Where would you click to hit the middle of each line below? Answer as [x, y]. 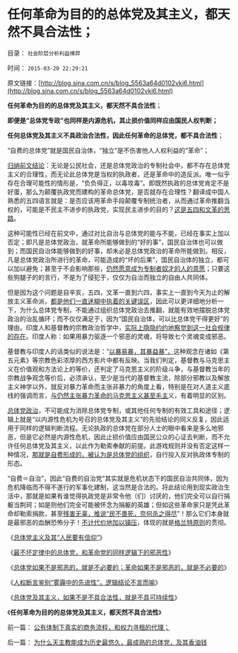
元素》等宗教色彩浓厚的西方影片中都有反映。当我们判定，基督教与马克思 [118, 360]
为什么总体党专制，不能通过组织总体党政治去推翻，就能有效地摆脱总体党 [125, 310]
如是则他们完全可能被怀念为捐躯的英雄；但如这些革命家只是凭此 [131, 504]
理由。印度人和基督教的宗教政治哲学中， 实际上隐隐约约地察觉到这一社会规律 [119, 327]
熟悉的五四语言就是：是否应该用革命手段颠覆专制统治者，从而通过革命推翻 [115, 200]
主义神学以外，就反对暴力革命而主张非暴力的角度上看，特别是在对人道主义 [115, 386]
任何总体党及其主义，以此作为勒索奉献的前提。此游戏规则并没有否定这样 [118, 446]
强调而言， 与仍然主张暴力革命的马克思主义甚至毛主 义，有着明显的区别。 [125, 395]
